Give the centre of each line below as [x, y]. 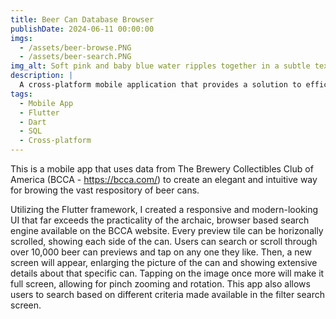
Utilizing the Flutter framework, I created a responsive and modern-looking [164, 209]
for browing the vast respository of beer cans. [105, 190]
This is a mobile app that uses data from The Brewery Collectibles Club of [162, 169]
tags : [21, 94]
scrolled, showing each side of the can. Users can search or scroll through [164, 241]
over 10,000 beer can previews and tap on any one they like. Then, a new [161, 252]
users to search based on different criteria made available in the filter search [167, 294]
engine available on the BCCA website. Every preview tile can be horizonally [167, 230]
